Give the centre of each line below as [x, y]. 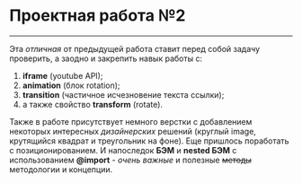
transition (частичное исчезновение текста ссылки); [123, 94]
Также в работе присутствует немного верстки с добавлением [131, 121]
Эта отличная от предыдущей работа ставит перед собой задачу [135, 48]
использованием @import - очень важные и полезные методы [130, 160]
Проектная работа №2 [98, 16]
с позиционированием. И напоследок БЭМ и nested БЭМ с [123, 150]
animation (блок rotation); [71, 85]
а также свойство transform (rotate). [93, 104]
